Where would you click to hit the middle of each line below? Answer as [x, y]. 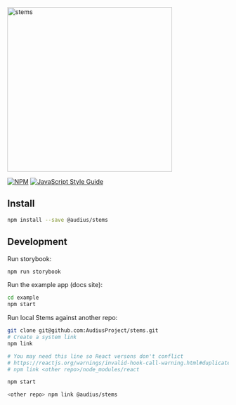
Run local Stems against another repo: [63, 318]
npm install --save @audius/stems [58, 220]
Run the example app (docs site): [55, 285]
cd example [23, 298]
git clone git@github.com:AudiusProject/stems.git [83, 331]
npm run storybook [34, 272]
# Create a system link [42, 337]
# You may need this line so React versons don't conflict [96, 356]
